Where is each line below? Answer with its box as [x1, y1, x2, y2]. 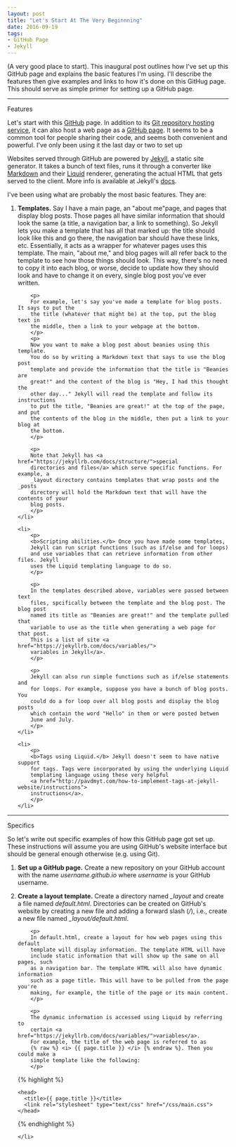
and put [17, 409, 40, 416]
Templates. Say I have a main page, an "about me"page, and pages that [17, 204, 227, 212]
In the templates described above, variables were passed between [30, 587, 229, 594]
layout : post [7, 10, 46, 18]
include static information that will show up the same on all [30, 952, 219, 959]
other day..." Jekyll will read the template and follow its [30, 391, 213, 398]
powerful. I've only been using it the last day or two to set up [7, 141, 183, 149]
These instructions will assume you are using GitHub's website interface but [7, 842, 228, 851]
